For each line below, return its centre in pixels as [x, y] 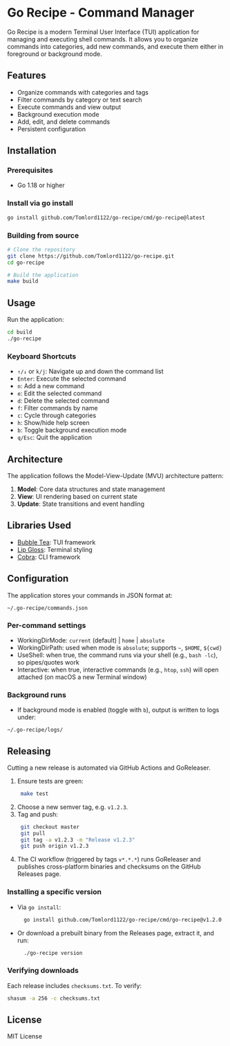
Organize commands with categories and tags [83, 92]
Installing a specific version [55, 892]
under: [27, 717]
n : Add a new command [51, 386]
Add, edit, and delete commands [64, 122]
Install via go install [40, 203]
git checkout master [50, 827]
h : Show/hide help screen [53, 423]
